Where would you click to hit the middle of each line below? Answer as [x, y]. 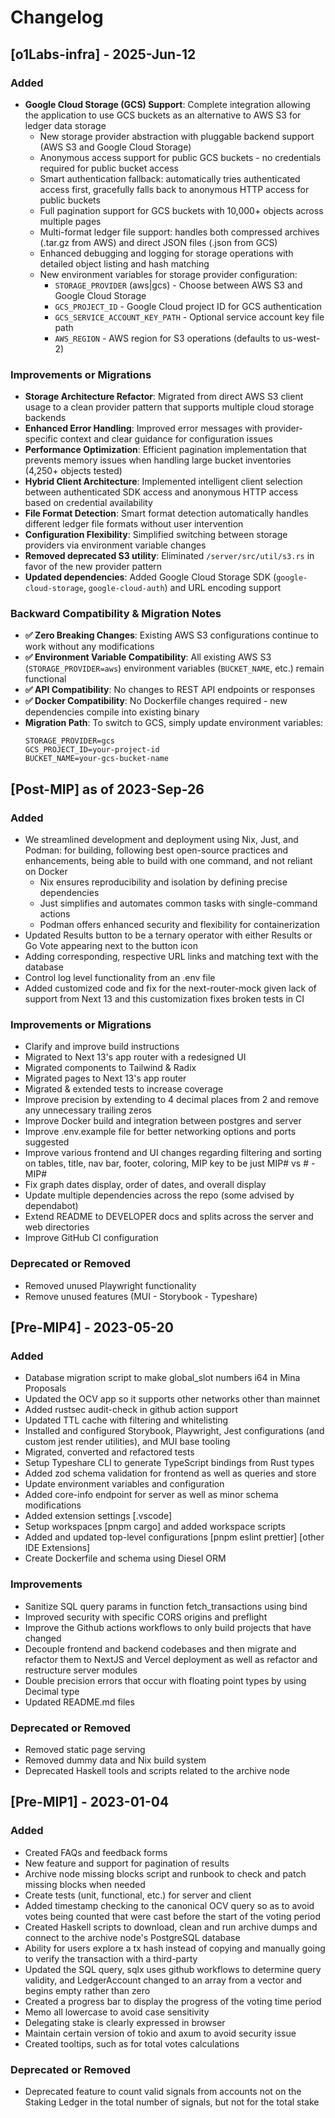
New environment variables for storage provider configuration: [168, 274]
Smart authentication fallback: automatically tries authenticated [170, 178]
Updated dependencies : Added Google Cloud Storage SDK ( [150, 577]
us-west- [301, 338]
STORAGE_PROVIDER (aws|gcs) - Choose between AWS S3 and [178, 285]
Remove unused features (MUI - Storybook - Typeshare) [141, 1296]
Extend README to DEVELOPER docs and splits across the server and [169, 1217]
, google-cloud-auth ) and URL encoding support [182, 588]
